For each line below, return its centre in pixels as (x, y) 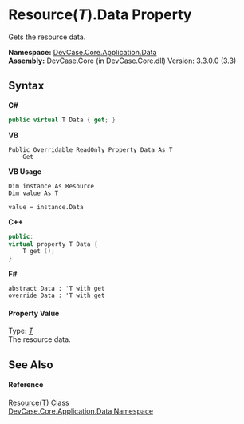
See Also (31, 365)
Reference (26, 385)
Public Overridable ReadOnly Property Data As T (91, 149)
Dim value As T (33, 193)
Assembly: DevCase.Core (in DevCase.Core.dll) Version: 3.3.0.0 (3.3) (122, 61)
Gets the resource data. (47, 37)
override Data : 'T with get (57, 296)
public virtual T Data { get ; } (62, 120)
